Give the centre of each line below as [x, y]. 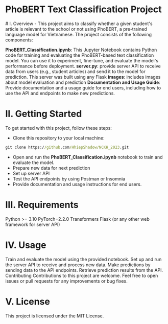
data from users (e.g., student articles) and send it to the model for [75, 71]
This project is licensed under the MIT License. [55, 316]
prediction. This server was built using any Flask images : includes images [83, 77]
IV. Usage [26, 245]
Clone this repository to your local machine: [58, 138]
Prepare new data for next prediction [51, 168]
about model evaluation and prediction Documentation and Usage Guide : [83, 82]
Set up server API [31, 173]
